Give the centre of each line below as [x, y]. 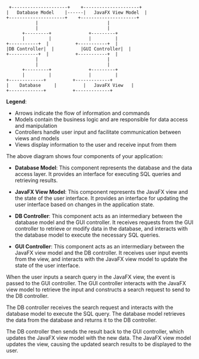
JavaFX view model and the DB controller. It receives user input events [101, 253]
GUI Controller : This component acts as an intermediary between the [99, 246]
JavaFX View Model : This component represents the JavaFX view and [101, 192]
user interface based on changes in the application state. [84, 204]
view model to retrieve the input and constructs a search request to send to [98, 289]
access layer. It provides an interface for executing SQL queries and [98, 174]
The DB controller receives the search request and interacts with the [90, 307]
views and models [37, 138]
